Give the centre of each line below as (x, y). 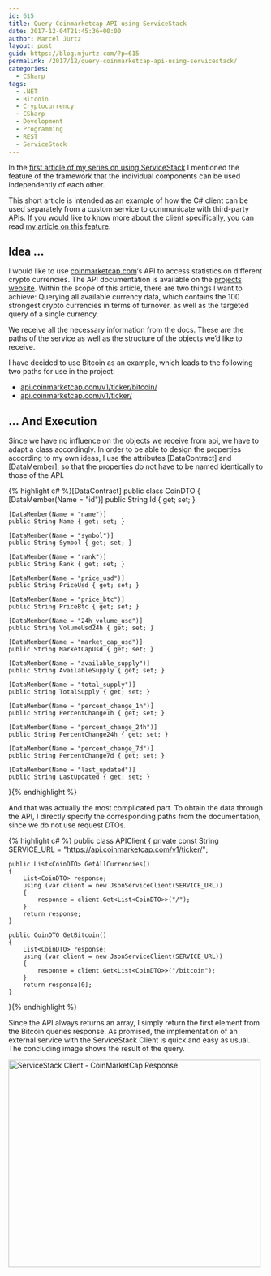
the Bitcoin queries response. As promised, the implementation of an (123, 1032)
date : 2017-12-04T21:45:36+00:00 (65, 31)
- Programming (39, 129)
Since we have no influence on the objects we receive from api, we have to (134, 441)
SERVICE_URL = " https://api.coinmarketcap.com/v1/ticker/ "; (108, 849)
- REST (27, 136)
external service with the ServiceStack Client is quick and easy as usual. (129, 1040)
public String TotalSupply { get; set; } (80, 692)
